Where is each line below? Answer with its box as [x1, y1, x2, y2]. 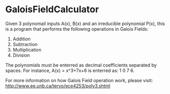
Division [12, 52, 30, 58]
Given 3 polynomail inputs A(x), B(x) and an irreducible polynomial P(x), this [5, 20, 165, 27]
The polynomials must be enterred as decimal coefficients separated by [5, 62, 157, 68]
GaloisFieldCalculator [5, 4, 99, 15]
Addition [12, 36, 31, 42]
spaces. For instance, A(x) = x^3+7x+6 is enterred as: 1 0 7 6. [5, 67, 135, 74]
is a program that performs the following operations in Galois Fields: [5, 26, 148, 32]
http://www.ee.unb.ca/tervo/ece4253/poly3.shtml [5, 83, 111, 89]
